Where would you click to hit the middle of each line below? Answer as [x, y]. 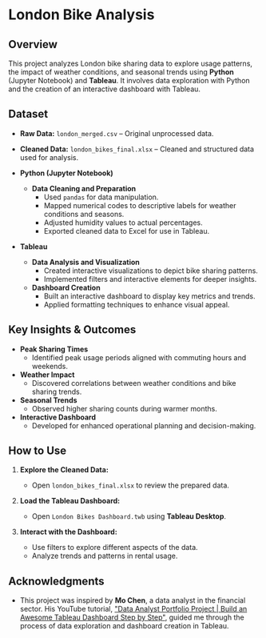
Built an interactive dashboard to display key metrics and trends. [149, 296]
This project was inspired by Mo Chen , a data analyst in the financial [133, 600]
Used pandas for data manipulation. [101, 197]
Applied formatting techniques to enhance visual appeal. [137, 304]
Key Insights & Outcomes [72, 330]
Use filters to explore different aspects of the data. [115, 548]
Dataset [28, 114]
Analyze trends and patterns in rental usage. [105, 556]
